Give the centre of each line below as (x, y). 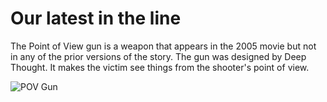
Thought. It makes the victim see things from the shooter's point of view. (160, 67)
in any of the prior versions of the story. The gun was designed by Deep (158, 56)
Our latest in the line (96, 18)
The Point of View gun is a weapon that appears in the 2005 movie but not (163, 46)
